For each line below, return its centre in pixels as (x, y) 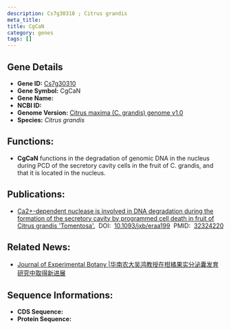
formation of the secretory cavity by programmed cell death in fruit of (115, 218)
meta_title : (24, 20)
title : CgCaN (26, 26)
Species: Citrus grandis (51, 120)
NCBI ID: (30, 105)
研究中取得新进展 (41, 273)
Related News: (39, 247)
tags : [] (20, 39)
